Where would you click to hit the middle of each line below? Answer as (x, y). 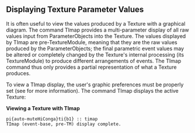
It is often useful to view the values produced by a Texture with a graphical (96, 23)
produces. (18, 73)
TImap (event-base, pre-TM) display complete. (64, 124)
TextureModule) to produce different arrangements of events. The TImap (94, 61)
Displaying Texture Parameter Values (75, 10)
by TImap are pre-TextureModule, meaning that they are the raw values (92, 42)
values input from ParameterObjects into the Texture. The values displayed (96, 36)
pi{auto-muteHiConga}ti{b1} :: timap (52, 119)
